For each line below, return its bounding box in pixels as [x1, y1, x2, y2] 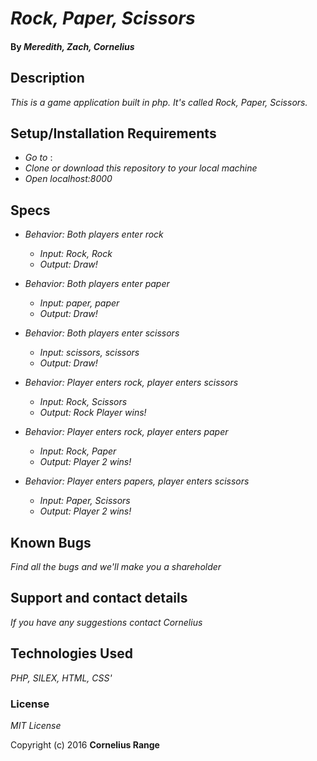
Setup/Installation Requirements [10, 125, 217, 142]
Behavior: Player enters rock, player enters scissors [24, 377, 239, 389]
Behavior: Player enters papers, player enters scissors [24, 475, 250, 487]
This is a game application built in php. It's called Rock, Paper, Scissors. [10, 96, 308, 108]
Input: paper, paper [39, 297, 120, 309]
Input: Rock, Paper [39, 445, 117, 457]
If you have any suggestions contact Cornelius [10, 616, 203, 628]
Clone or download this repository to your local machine [24, 162, 258, 174]
